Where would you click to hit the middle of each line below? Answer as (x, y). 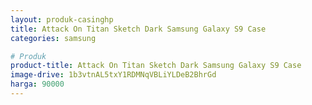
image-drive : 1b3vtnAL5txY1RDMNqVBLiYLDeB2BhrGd (113, 75)
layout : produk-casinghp (62, 19)
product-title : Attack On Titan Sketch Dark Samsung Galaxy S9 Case (156, 66)
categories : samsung (53, 38)
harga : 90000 (37, 84)
